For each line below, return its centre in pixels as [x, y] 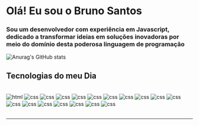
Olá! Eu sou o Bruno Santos [74, 11]
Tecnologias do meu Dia [51, 76]
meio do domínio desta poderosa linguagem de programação [95, 44]
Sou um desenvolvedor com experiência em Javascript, [88, 30]
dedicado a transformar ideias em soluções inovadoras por [93, 37]
